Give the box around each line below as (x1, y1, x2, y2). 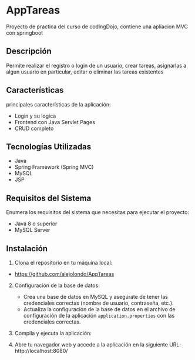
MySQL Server (14, 226, 51, 234)
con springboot (6, 29, 43, 36)
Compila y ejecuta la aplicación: (14, 330, 92, 336)
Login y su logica (14, 112, 56, 119)
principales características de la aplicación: (6, 101, 111, 108)
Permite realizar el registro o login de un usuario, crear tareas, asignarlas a (6, 62, 187, 69)
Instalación (6, 244, 48, 254)
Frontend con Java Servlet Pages (14, 118, 96, 125)
